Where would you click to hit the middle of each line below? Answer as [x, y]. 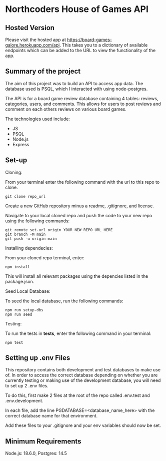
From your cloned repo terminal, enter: [45, 258]
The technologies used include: [37, 119]
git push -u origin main [31, 239]
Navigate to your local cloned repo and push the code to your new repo [79, 215]
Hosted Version [30, 28]
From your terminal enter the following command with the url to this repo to [82, 182]
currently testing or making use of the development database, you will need [83, 380]
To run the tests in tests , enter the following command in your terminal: [78, 333]
